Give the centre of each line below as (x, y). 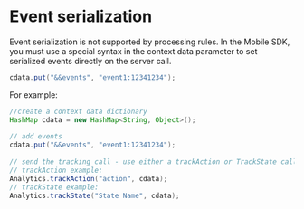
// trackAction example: (56, 170)
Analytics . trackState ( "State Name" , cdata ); (95, 195)
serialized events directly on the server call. (90, 61)
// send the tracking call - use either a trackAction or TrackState (143, 162)
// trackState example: (54, 187)
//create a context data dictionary (78, 111)
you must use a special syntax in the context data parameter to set (133, 51)
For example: (34, 95)
